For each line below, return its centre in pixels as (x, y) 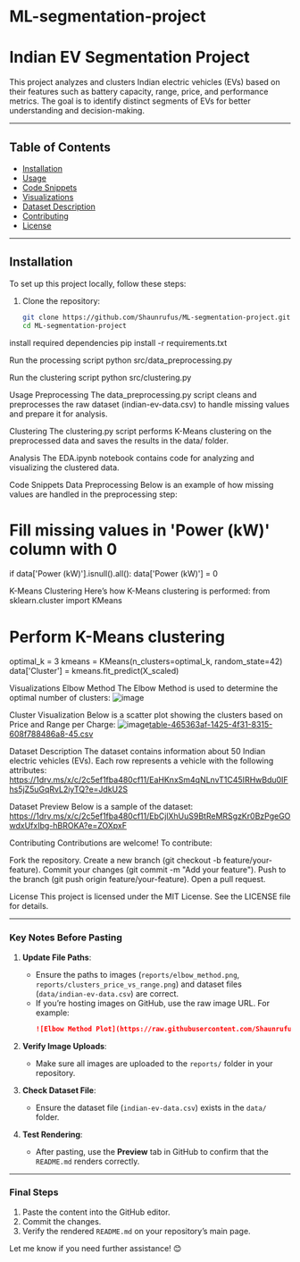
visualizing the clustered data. (64, 467)
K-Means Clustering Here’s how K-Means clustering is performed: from (140, 591)
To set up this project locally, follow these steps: (98, 283)
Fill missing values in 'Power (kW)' (140, 530)
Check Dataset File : (59, 1090)
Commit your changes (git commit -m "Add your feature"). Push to (164, 870)
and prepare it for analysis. (58, 414)
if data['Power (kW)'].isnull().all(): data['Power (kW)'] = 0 (114, 574)
